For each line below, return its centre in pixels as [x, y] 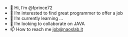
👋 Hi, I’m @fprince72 [31, 8]
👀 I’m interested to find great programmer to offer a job [66, 13]
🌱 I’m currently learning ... [36, 18]
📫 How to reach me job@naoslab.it [46, 29]
